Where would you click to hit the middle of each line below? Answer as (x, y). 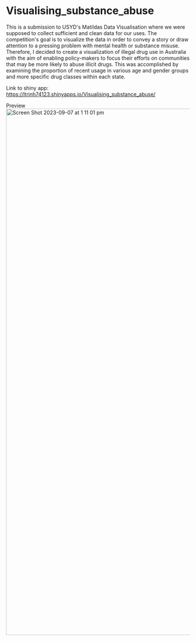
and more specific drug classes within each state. (66, 77)
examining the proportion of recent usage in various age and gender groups (97, 70)
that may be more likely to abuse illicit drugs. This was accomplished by (92, 64)
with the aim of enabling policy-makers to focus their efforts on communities (98, 58)
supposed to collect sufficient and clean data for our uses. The (82, 33)
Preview (16, 105)
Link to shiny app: (27, 88)
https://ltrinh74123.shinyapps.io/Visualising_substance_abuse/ (81, 94)
